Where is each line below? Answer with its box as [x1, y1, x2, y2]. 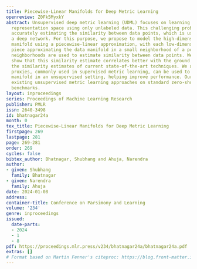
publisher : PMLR [6, 101, 46, 107]
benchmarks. [11, 85, 41, 91]
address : [6, 194, 28, 200]
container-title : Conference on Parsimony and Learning [6, 200, 145, 206]
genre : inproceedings [6, 211, 59, 217]
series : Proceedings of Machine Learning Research [6, 96, 133, 102]
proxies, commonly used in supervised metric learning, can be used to [11, 69, 191, 75]
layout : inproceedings [6, 90, 62, 96]
